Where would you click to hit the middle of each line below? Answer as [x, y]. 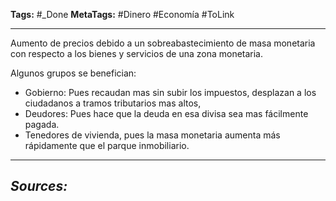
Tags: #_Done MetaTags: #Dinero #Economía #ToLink [122, 14]
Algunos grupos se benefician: [73, 73]
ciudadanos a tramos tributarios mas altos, [113, 103]
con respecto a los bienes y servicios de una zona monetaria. [137, 53]
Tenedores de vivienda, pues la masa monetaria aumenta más [152, 135]
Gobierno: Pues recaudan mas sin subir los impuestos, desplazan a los [170, 92]
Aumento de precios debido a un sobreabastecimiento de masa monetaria [163, 43]
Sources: [39, 186]
